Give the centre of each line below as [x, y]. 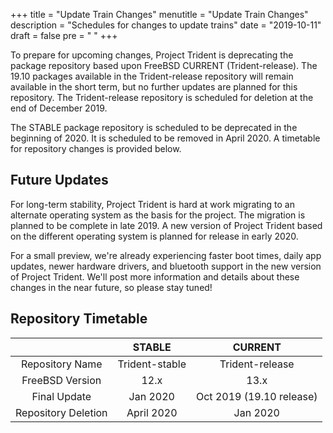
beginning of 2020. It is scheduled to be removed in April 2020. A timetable [165, 138]
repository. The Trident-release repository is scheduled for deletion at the [162, 97]
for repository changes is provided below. [96, 148]
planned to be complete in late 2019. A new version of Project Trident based [166, 225]
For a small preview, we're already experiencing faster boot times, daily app [166, 255]
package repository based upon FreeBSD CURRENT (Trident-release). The [164, 65]
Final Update [61, 396]
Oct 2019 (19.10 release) [256, 396]
